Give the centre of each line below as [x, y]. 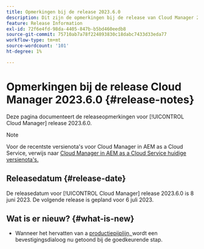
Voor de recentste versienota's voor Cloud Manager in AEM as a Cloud [95, 146]
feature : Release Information [45, 23]
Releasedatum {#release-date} [66, 179]
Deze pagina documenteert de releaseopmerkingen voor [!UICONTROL [95, 117]
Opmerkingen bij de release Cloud [94, 87]
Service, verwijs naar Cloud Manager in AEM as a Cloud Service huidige [97, 153]
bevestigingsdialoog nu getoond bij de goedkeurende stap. [89, 240]
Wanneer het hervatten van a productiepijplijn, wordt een [86, 233]
